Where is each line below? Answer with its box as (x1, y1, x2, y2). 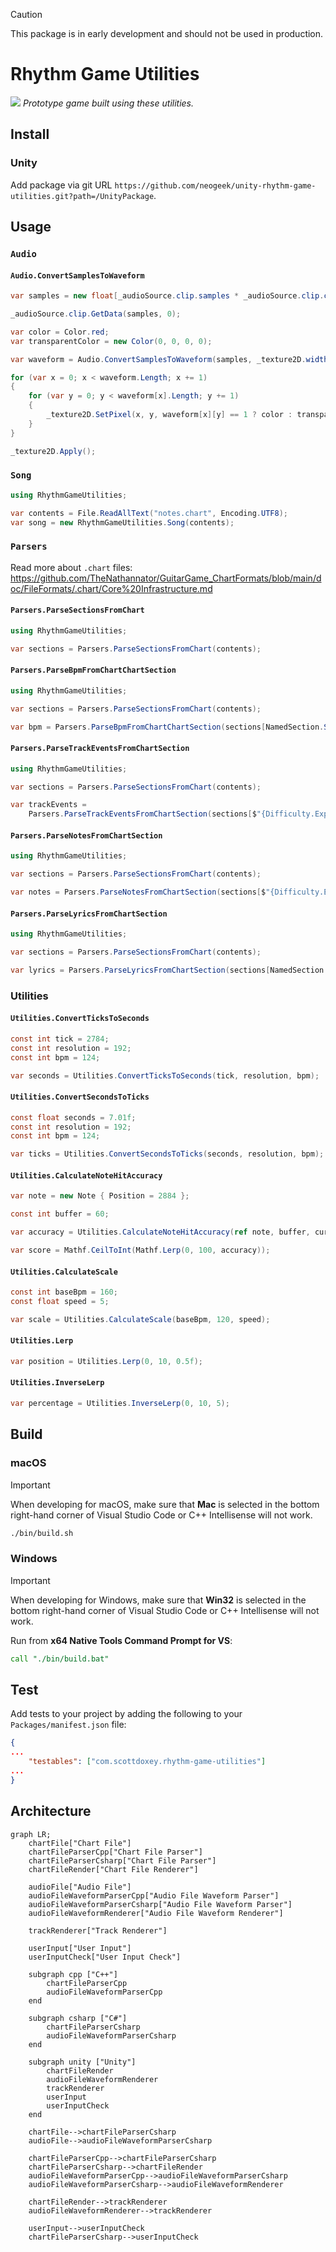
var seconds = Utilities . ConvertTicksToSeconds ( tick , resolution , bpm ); (10, 1070, 320, 1081)
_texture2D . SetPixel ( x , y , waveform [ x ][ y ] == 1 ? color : (46, 410, 293, 420)
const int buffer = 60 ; (10, 1209, 110, 1219)
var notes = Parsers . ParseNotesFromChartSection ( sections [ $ (10, 887, 267, 898)
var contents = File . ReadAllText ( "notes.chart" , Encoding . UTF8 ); (10, 508, 288, 518)
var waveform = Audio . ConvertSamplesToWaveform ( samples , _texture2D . (10, 354, 307, 364)
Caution (10, 9, 43, 20)
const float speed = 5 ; (10, 1296, 110, 1306)
